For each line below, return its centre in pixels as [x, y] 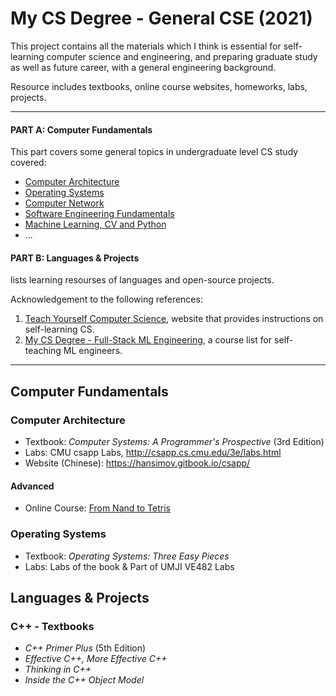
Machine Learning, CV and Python [95, 224]
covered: [28, 163]
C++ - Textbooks [52, 626]
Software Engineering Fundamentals [99, 214]
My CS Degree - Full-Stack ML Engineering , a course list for [148, 340]
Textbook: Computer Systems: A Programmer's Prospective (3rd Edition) [174, 442]
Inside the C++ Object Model [84, 680]
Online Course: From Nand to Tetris [97, 508]
